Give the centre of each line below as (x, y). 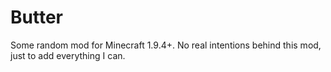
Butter (36, 17)
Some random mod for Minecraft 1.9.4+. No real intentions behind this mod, (166, 45)
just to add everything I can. (68, 55)
